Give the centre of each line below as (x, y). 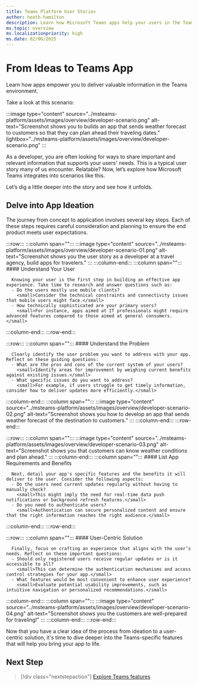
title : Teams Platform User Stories (51, 12)
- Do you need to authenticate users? (59, 505)
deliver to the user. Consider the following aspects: (75, 479)
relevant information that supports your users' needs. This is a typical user (96, 162)
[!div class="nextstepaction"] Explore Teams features (85, 677)
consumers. (159, 316)
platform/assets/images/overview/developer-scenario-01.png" (82, 250)
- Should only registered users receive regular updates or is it (95, 559)
